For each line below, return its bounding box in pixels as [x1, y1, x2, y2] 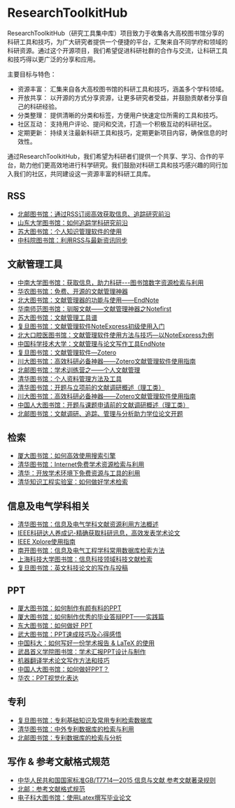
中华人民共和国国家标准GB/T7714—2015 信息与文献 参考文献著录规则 [17, 776, 216, 784]
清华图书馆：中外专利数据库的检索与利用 [17, 725, 134, 733]
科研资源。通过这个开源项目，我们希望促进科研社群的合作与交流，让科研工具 [7, 46, 228, 55]
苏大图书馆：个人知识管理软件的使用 [17, 227, 122, 236]
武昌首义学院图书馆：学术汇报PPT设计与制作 [17, 648, 146, 656]
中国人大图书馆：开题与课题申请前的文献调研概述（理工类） [17, 401, 190, 409]
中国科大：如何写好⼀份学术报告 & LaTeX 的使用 [17, 639, 155, 647]
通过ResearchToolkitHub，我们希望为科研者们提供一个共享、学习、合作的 [7, 152, 218, 160]
